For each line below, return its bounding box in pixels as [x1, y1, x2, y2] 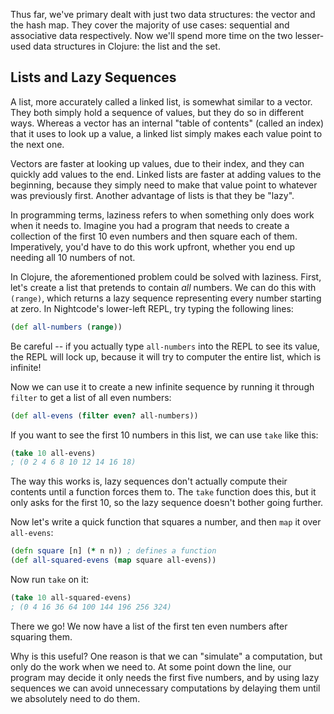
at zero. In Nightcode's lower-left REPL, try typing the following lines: [10, 302, 294, 314]
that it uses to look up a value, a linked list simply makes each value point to [10, 127, 323, 139]
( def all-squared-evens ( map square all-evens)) [10, 555, 217, 566]
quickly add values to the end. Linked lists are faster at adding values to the [10, 168, 322, 180]
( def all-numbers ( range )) [10, 322, 123, 332]
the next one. [10, 138, 65, 150]
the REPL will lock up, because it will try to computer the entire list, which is [10, 350, 322, 363]
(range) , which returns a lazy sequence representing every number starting [10, 292, 322, 304]
